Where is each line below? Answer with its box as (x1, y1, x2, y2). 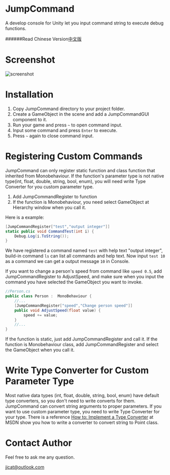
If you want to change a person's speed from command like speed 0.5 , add (5, 268, 162, 274)
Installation (5, 89, 54, 100)
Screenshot (5, 54, 55, 66)
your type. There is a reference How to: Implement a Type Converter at (5, 414, 154, 420)
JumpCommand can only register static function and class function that (5, 167, 155, 173)
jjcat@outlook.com (5, 464, 45, 470)
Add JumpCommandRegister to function (12, 193, 97, 199)
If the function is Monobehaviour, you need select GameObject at (12, 199, 149, 205)
